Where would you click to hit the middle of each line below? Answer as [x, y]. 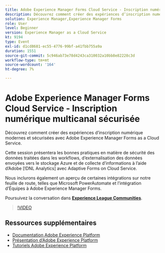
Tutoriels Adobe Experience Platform [49, 245]
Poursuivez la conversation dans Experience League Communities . [74, 198]
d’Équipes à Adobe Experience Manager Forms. [54, 188]
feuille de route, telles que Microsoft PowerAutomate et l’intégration [73, 183]
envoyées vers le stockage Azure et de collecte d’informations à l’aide [76, 163]
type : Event [17, 42]
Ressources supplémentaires [51, 223]
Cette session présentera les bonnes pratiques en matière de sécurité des [80, 152]
